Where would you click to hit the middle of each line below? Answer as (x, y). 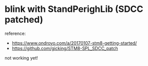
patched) (24, 20)
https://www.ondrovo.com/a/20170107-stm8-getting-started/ (74, 43)
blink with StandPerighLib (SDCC (74, 9)
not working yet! (21, 58)
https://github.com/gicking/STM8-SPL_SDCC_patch (65, 48)
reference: (15, 33)
